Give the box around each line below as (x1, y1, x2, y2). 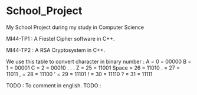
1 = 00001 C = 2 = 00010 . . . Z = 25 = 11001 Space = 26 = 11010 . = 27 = (6, 64, 180, 71)
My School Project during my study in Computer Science (6, 24, 145, 31)
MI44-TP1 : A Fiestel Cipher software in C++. (6, 35, 115, 42)
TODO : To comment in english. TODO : (6, 81, 101, 89)
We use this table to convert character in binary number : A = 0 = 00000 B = (6, 58, 192, 65)
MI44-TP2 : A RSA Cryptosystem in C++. (6, 46, 106, 54)
